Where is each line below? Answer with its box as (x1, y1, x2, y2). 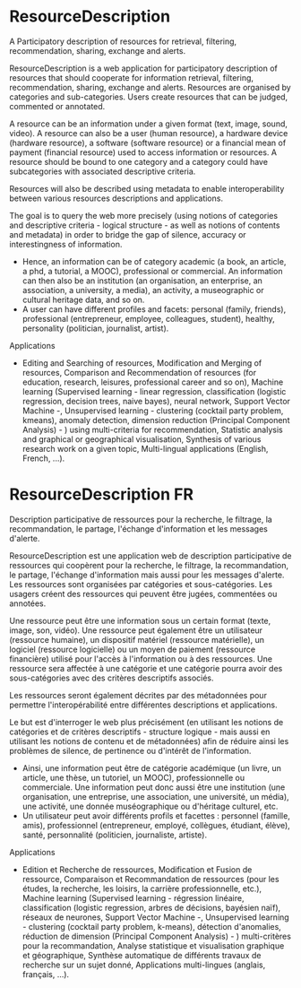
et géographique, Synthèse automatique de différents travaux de (21, 949, 262, 960)
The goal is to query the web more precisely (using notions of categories (9, 210, 279, 221)
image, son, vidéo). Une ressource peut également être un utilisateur (9, 625, 262, 636)
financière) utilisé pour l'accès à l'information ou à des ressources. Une (9, 653, 273, 664)
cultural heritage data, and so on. (21, 294, 145, 305)
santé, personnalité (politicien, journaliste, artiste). (21, 829, 208, 840)
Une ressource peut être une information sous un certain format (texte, (9, 615, 271, 626)
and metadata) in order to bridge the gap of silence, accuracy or (9, 229, 246, 239)
